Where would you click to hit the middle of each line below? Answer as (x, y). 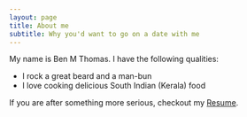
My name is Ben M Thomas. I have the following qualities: (114, 59)
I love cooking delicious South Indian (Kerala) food (114, 86)
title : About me (39, 26)
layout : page (33, 17)
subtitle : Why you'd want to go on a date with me (104, 34)
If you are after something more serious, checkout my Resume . (124, 103)
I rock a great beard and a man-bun (87, 76)
